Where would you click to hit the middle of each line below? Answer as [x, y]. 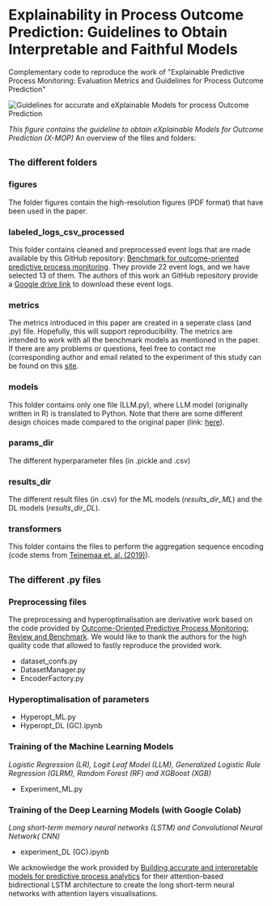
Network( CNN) [34, 836]
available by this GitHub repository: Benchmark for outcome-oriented [124, 258]
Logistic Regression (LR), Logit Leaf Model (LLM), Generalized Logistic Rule [134, 764]
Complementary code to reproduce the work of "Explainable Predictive [127, 71]
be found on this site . [44, 366]
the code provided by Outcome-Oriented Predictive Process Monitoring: [129, 628]
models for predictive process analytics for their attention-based [116, 876]
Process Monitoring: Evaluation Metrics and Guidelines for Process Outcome [136, 80]
